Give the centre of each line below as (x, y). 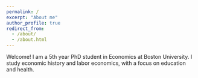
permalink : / (23, 12)
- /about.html (29, 40)
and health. (20, 69)
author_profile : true (34, 23)
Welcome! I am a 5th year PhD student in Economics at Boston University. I (99, 57)
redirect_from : (25, 28)
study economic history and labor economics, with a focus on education (96, 63)
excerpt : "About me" (32, 17)
